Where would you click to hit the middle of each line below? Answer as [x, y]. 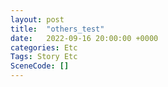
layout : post [37, 19]
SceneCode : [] [40, 66]
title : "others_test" [57, 29]
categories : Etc [44, 47]
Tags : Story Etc [44, 57]
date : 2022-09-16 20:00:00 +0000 [84, 38]
